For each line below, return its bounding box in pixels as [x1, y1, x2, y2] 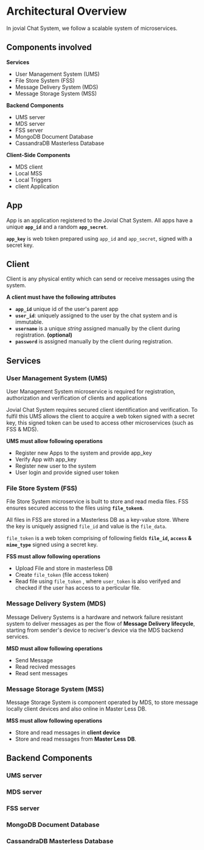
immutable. [15, 318, 44, 326]
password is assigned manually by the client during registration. [15, 338, 173, 345]
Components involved [6, 42, 92, 53]
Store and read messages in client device [15, 728, 121, 736]
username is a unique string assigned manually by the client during [15, 325, 181, 332]
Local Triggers [15, 176, 52, 183]
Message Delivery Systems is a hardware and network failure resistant [6, 613, 183, 621]
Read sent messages [15, 669, 68, 676]
